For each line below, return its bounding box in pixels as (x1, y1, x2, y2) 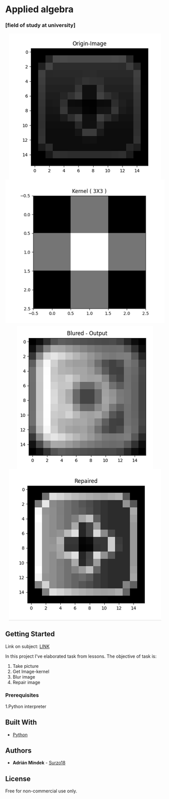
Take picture (12, 663, 39, 669)
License (5, 774, 31, 783)
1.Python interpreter (5, 703, 47, 710)
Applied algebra (5, 4, 74, 15)
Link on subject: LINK (5, 643, 50, 649)
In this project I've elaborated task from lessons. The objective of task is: (5, 653, 157, 659)
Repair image (12, 679, 40, 685)
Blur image (12, 673, 35, 680)
